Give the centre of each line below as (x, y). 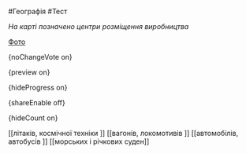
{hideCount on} (33, 118)
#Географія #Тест (38, 11)
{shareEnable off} (37, 103)
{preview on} (29, 72)
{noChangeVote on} (40, 57)
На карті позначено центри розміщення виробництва (99, 26)
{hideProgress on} (38, 87)
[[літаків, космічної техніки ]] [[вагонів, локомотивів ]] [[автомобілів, (123, 133)
